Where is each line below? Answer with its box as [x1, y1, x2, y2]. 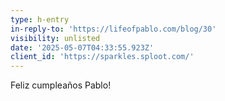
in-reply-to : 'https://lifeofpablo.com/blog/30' [10, 24, 217, 34]
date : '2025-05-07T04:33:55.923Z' [10, 42, 155, 53]
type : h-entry [10, 14, 70, 25]
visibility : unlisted [10, 33, 101, 43]
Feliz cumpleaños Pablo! [10, 79, 112, 91]
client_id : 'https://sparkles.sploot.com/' [10, 52, 195, 62]
